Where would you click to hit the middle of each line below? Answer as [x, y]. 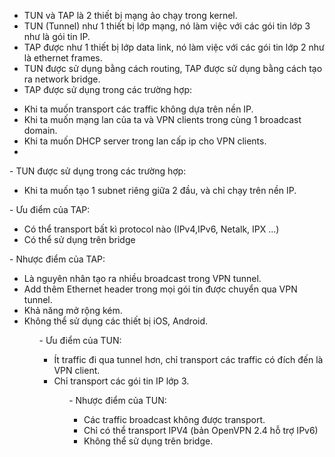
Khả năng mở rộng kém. [73, 310]
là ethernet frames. [63, 58]
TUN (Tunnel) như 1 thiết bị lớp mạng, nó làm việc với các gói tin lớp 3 [167, 26]
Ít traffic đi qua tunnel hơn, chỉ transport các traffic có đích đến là [188, 359]
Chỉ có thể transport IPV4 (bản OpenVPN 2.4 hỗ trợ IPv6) [201, 430]
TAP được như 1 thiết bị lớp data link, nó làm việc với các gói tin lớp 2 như [174, 47]
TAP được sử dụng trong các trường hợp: [108, 89]
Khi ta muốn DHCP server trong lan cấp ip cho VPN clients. [145, 141]
